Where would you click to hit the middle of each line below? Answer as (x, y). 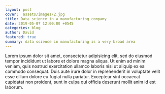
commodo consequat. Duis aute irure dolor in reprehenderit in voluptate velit (82, 71)
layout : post (18, 10)
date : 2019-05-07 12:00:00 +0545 (39, 23)
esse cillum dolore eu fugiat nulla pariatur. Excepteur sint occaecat (73, 76)
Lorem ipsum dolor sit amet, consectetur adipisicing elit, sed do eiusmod (79, 56)
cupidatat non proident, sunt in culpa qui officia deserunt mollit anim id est (81, 82)
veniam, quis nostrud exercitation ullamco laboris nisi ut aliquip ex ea (75, 66)
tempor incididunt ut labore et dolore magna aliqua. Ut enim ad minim (75, 61)
